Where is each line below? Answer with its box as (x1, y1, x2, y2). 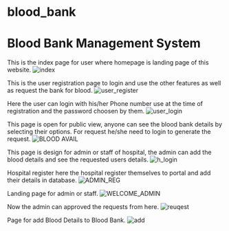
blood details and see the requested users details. (7, 155, 149, 164)
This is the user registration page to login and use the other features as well (7, 79, 221, 87)
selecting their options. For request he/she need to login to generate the (7, 128, 211, 136)
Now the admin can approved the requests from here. (7, 203, 160, 211)
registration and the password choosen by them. (7, 107, 145, 115)
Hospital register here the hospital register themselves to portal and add (7, 169, 211, 177)
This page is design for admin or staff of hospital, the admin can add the (7, 148, 212, 157)
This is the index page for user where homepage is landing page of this (7, 58, 209, 67)
